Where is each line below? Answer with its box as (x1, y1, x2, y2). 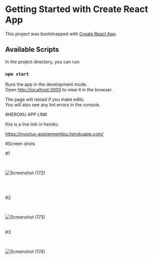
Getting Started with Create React (5, 4, 148, 15)
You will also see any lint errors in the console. (5, 102, 101, 108)
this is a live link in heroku (5, 121, 58, 127)
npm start (5, 71, 29, 77)
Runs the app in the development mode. (5, 81, 87, 87)
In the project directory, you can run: (5, 59, 80, 65)
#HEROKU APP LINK (5, 111, 47, 117)
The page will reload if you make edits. (5, 96, 85, 102)
